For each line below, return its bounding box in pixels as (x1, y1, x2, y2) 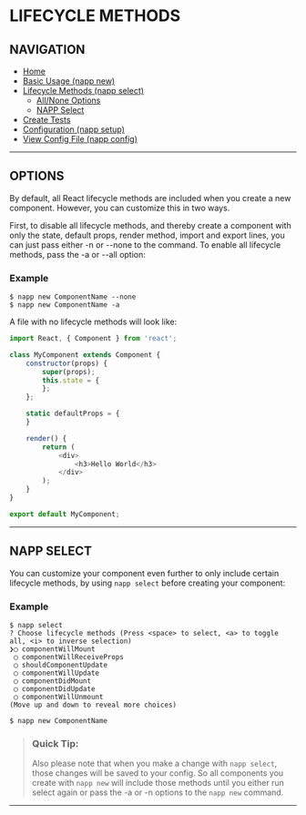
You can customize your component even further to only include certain (9, 567, 280, 578)
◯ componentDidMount (13, 676, 92, 686)
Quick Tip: (31, 737, 79, 749)
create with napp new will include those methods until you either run (31, 778, 284, 789)
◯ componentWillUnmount (13, 692, 104, 701)
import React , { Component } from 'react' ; (9, 334, 178, 343)
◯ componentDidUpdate (13, 684, 96, 693)
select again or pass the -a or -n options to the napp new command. (31, 787, 284, 798)
